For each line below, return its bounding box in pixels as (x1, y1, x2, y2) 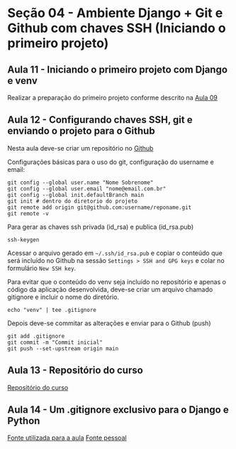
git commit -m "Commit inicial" (7, 339, 103, 346)
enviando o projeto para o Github (7, 125, 155, 137)
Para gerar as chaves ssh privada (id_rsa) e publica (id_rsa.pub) (7, 222, 194, 231)
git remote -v (7, 210, 50, 217)
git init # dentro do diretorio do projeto (7, 198, 138, 205)
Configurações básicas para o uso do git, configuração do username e (7, 158, 214, 166)
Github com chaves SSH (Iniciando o (7, 20, 226, 36)
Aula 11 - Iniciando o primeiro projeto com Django (7, 63, 228, 75)
